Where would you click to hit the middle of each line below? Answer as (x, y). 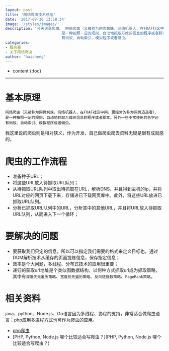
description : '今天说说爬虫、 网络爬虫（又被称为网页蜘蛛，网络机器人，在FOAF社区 (83, 29)
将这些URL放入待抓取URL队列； (46, 183)
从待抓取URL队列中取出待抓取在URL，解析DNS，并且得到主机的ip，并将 (87, 189)
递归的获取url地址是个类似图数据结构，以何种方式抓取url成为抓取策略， (86, 270)
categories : (18, 43)
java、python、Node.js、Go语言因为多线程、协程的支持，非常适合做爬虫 (80, 314)
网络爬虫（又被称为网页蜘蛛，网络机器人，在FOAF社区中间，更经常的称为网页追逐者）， (82, 112)
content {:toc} (27, 71)
